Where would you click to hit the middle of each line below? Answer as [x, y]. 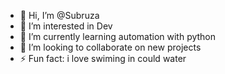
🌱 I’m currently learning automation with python [118, 36]
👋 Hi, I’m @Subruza [59, 15]
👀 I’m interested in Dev [66, 26]
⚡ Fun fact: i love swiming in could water [103, 58]
